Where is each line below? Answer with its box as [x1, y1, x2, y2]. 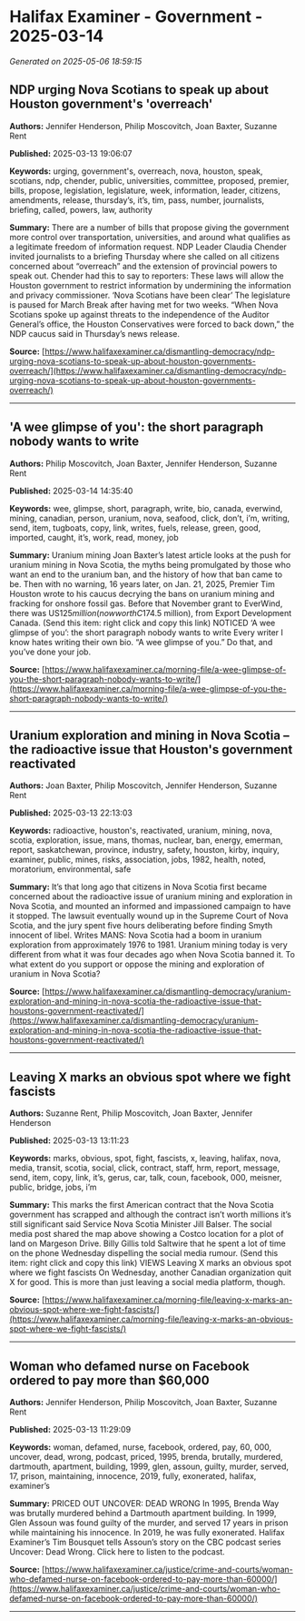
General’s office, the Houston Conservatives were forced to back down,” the [9, 319, 295, 329]
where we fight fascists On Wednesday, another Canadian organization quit [9, 1267, 292, 1278]
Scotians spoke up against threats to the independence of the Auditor [9, 309, 270, 319]
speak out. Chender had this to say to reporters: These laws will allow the [9, 270, 284, 281]
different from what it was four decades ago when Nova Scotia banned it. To [9, 949, 295, 960]
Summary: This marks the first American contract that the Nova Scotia [9, 1200, 274, 1211]
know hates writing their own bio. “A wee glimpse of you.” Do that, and [9, 636, 273, 647]
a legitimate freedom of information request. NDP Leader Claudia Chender [9, 241, 288, 252]
